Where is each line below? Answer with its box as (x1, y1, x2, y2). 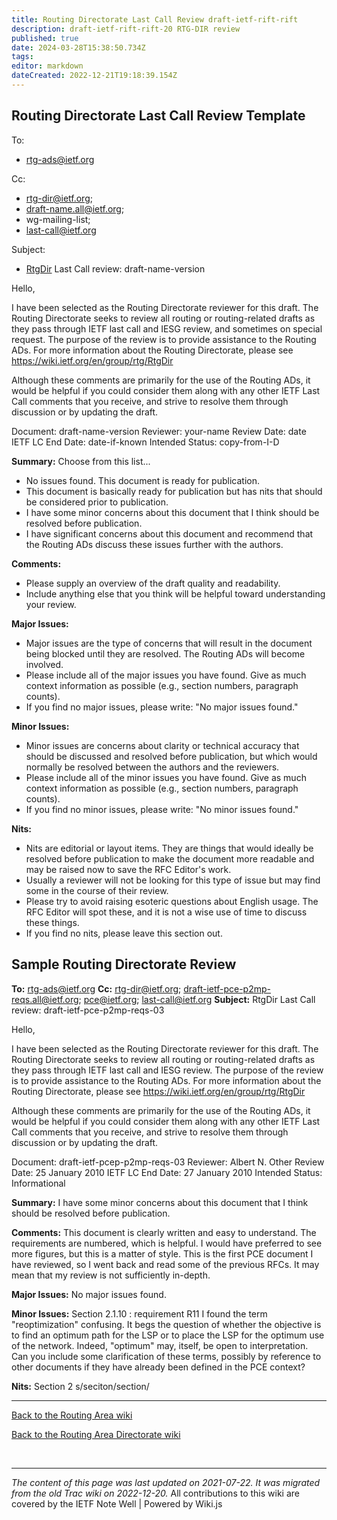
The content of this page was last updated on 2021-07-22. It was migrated (11, 1476, 321, 1488)
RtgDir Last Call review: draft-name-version (25, 262, 206, 275)
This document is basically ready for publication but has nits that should (25, 485, 323, 497)
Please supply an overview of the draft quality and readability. (25, 577, 281, 589)
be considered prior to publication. (25, 496, 169, 508)
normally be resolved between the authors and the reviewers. (25, 761, 280, 773)
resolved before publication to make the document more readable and (25, 852, 315, 865)
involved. (25, 658, 64, 670)
